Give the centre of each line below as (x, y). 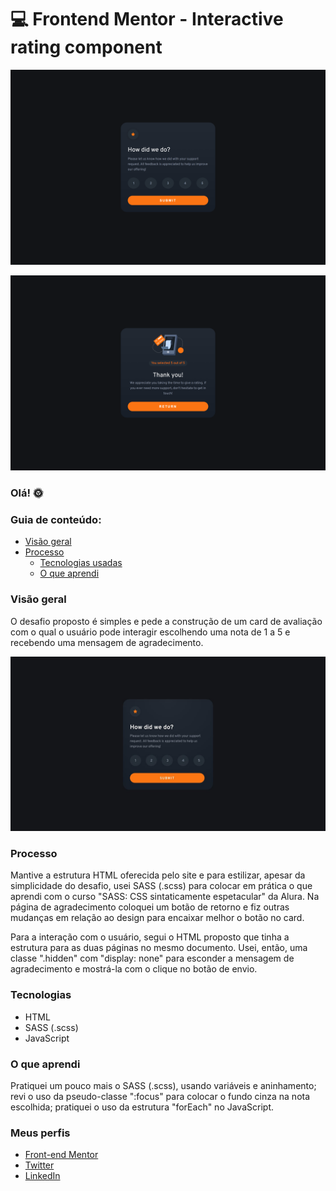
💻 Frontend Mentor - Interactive (147, 19)
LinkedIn (42, 1176)
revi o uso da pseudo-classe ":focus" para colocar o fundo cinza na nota (160, 1096)
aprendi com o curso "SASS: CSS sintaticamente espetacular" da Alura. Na (165, 897)
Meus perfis (40, 1133)
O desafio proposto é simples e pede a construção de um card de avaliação (166, 621)
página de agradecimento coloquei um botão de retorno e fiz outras (150, 907)
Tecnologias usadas (81, 563)
